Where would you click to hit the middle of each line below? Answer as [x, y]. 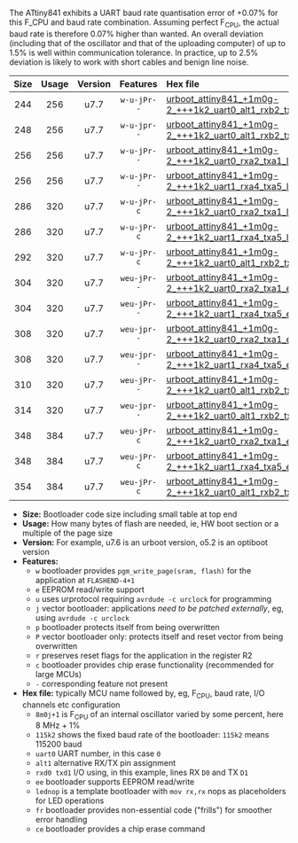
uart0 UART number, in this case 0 [98, 753]
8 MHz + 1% [58, 725]
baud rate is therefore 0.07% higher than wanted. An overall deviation [136, 34]
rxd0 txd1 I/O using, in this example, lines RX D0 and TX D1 [141, 773]
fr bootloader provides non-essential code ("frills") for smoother [154, 810]
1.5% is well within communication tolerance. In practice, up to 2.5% [134, 52]
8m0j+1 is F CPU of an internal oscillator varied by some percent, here [159, 715]
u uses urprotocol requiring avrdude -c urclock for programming [153, 598]
